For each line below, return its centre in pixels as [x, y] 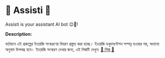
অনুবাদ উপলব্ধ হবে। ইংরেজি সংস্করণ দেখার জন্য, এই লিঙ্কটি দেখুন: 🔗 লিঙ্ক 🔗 [60, 49]
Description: [19, 34]
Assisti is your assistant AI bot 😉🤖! [42, 24]
